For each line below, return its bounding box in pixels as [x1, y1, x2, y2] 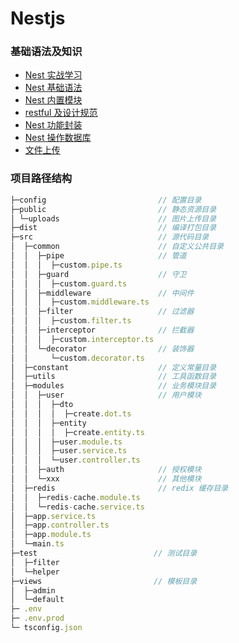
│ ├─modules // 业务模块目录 [10, 381, 217, 391]
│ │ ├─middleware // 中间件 [10, 288, 195, 298]
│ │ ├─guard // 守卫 [10, 269, 187, 279]
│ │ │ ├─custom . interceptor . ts [10, 334, 155, 344]
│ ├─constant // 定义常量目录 [10, 362, 217, 372]
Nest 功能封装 [24, 119, 83, 131]
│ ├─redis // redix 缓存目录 [10, 483, 229, 493]
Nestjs [10, 7, 66, 30]
